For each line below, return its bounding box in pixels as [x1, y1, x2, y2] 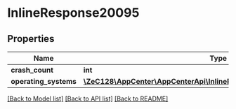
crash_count [11, 65, 54, 75]
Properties [7, 33, 55, 45]
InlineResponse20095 [7, 5, 140, 21]
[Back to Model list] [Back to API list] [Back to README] [7, 94, 169, 103]
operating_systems [11, 77, 77, 86]
